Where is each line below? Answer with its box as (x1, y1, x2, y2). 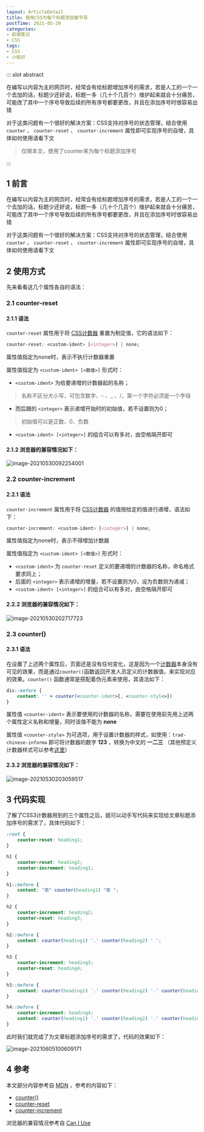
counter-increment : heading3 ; (17, 960, 94, 966)
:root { (6, 831, 26, 838)
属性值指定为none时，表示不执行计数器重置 (6, 353, 115, 361)
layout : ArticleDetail (6, 9, 64, 15)
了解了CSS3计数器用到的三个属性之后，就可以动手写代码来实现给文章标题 (6, 812, 191, 819)
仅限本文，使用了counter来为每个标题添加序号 (21, 147, 137, 154)
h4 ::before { (6, 1004, 39, 1010)
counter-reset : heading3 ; (17, 915, 83, 921)
